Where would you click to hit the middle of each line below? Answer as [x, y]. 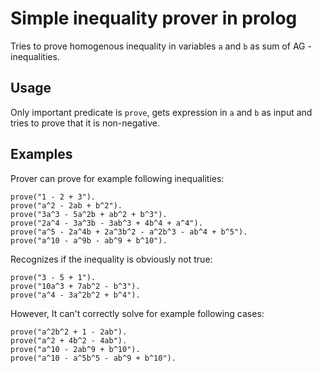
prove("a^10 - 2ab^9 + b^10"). [75, 349]
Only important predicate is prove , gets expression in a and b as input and [161, 112]
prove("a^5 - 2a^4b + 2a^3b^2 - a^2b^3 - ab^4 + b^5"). [129, 232]
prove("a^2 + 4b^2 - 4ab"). [69, 340]
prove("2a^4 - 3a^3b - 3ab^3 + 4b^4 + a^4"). [106, 223]
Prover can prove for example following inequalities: [117, 178]
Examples [41, 154]
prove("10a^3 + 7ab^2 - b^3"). [75, 286]
